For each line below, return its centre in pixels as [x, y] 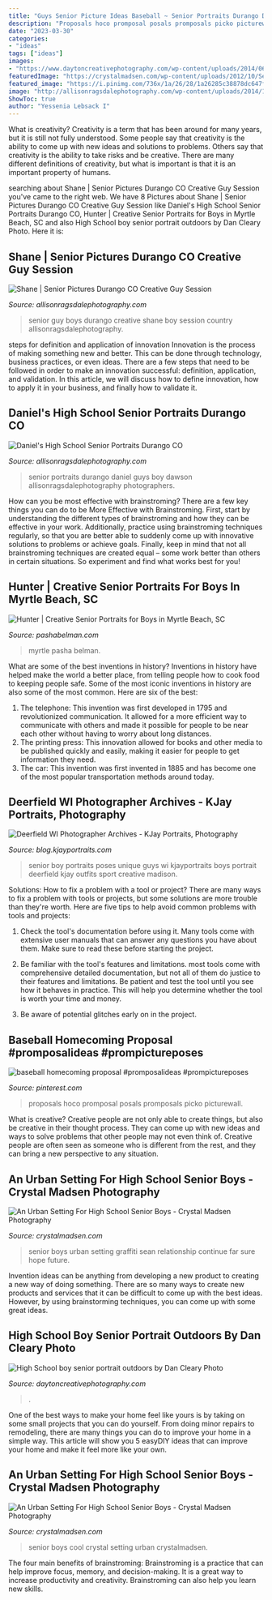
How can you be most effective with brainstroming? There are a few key [128, 501]
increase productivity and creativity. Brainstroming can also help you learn [132, 1580]
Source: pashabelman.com [54, 635]
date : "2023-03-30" [41, 31]
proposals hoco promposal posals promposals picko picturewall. [136, 1104]
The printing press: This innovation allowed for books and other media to [141, 742]
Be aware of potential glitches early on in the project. [108, 1015]
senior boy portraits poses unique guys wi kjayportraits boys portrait [142, 866]
